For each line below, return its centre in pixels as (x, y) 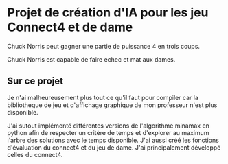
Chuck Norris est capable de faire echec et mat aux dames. (91, 59)
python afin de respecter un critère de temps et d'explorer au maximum (108, 132)
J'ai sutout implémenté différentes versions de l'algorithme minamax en (108, 126)
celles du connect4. (35, 154)
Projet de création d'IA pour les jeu (108, 13)
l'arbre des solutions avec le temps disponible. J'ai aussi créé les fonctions (113, 140)
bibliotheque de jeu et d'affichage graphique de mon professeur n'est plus (112, 105)
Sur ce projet (35, 81)
